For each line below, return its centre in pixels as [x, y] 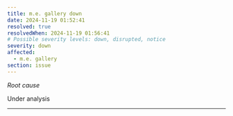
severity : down [29, 46]
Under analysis [29, 99]
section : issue [29, 65]
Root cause [24, 85]
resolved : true [29, 26]
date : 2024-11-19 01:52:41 [46, 20]
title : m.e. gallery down [44, 14]
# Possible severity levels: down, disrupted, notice [87, 40]
